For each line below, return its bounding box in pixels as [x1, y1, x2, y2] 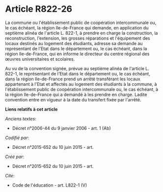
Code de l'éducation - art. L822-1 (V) [12, 182, 87, 188]
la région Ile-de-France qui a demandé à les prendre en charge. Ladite [5, 92, 147, 97]
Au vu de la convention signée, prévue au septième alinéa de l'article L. [5, 65, 150, 72]
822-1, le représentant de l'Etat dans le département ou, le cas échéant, [5, 71, 151, 76]
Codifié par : [5, 135, 29, 141]
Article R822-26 [5, 3, 73, 15]
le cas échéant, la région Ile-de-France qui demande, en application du [5, 24, 149, 30]
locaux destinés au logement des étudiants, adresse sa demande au [5, 40, 143, 46]
